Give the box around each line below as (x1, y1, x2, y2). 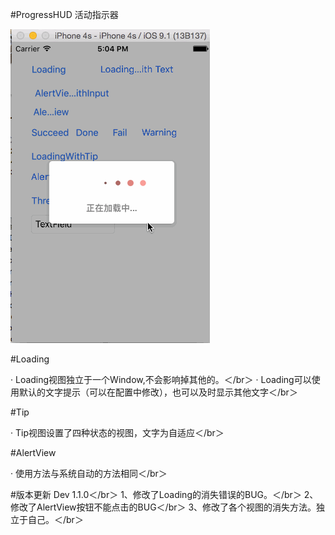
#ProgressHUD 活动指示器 (10, 9, 119, 20)
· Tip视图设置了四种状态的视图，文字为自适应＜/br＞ (10, 427, 225, 438)
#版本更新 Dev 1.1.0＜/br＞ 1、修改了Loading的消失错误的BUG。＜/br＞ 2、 (10, 489, 319, 500)
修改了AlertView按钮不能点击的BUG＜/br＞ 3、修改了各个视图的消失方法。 (10, 501, 317, 513)
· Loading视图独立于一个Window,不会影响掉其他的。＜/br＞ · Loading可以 (10, 374, 312, 385)
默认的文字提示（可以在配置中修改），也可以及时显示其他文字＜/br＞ (18, 386, 298, 398)
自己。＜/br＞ (27, 514, 84, 525)
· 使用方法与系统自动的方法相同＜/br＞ (10, 468, 168, 479)
